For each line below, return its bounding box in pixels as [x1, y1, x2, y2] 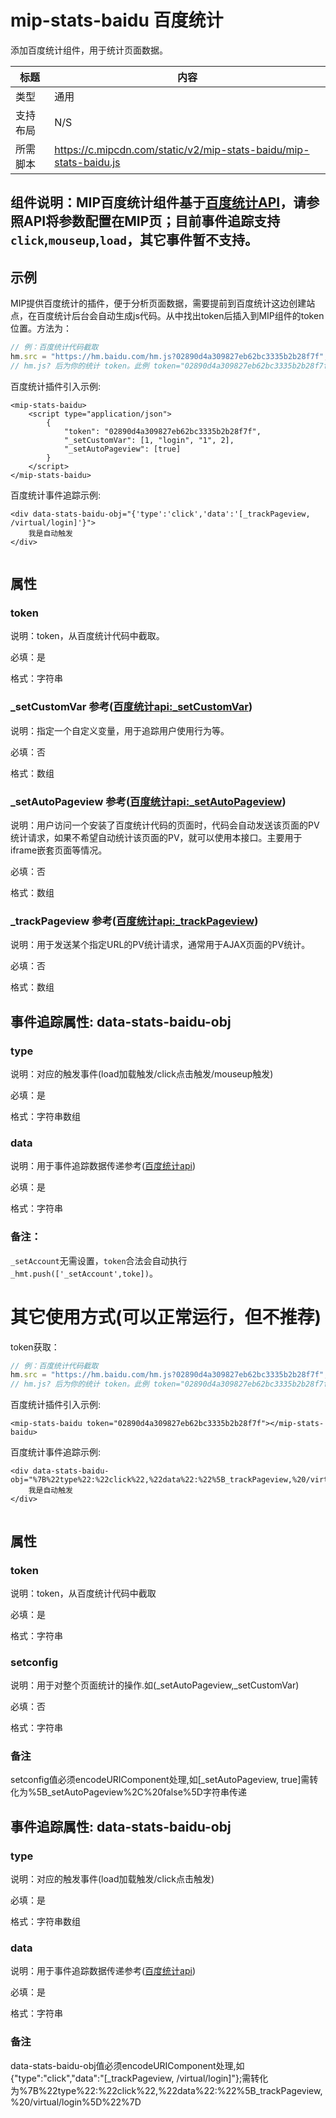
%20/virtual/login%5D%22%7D [10, 2096, 142, 2108]
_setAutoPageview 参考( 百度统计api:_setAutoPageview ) [10, 794, 287, 808]
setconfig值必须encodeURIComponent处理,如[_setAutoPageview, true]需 [10, 1774, 310, 1786]
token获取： [10, 1341, 60, 1353]
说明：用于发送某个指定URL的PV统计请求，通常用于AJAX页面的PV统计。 [10, 939, 311, 951]
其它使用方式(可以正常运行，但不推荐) [10, 1306, 322, 1328]
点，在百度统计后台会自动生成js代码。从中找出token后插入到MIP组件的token [10, 310, 325, 322]
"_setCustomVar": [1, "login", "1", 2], [63, 435, 235, 445]
